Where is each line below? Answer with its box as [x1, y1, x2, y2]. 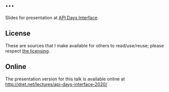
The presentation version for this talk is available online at [5, 76, 125, 82]
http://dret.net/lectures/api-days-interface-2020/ [5, 81, 107, 87]
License [5, 29, 31, 38]
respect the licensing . [5, 48, 50, 54]
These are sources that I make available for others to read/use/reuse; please [5, 42, 164, 48]
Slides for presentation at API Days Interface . [5, 15, 99, 21]
